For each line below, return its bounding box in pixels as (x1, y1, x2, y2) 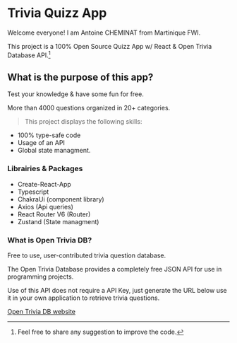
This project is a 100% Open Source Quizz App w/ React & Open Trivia (7, 42, 212, 50)
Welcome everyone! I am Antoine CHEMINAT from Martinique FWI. (7, 28, 201, 37)
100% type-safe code (17, 131, 81, 139)
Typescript (17, 187, 49, 196)
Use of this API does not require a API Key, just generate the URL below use (7, 286, 227, 294)
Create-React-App (17, 180, 72, 188)
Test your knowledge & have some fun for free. (7, 90, 145, 98)
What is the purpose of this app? (7, 71, 154, 83)
